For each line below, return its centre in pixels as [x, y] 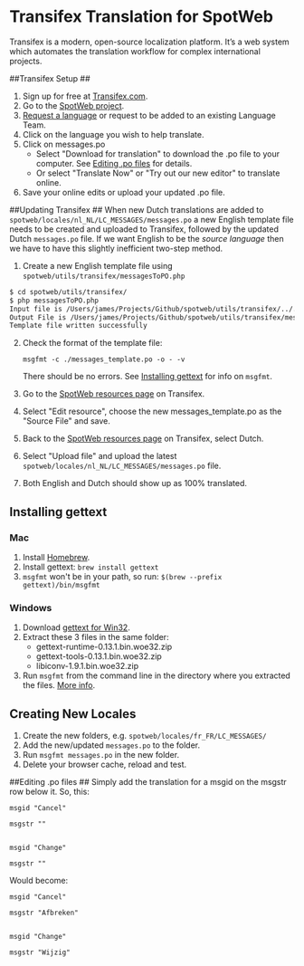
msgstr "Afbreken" [44, 913]
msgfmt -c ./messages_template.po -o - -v [104, 359]
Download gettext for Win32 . [76, 627]
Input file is [36, 309]
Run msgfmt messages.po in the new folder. [100, 755]
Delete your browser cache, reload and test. [104, 765]
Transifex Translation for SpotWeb [142, 17]
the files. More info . [59, 685]
